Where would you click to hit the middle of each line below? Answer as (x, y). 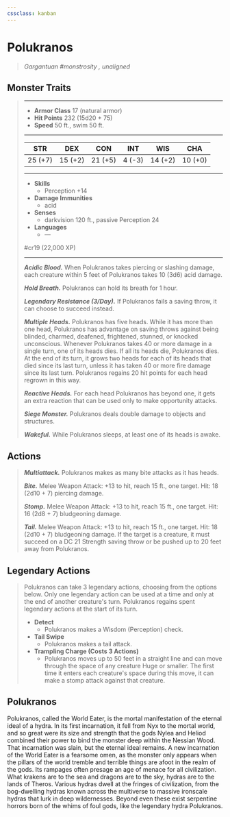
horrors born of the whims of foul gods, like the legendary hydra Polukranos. (115, 805)
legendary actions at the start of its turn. (81, 609)
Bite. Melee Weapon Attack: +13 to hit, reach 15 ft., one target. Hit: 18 (121, 486)
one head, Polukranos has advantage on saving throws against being (121, 329)
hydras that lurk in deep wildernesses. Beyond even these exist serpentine (112, 798)
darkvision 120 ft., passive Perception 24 (102, 220)
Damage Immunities (63, 198)
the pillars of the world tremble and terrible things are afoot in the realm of (112, 762)
